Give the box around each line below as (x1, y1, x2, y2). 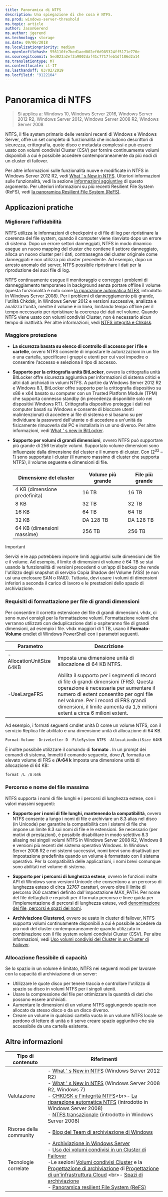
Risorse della (7, 1125, 38, 1132)
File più (135, 471, 153, 478)
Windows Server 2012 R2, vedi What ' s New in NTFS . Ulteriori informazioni (5, 172, 160, 178)
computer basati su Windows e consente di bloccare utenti (12, 406, 134, 412)
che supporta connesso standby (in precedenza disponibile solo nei (12, 395, 152, 402)
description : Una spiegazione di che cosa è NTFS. (5, 12, 113, 17)
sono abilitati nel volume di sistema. (12, 863, 86, 870)
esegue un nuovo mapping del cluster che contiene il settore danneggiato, (5, 246, 158, 252)
